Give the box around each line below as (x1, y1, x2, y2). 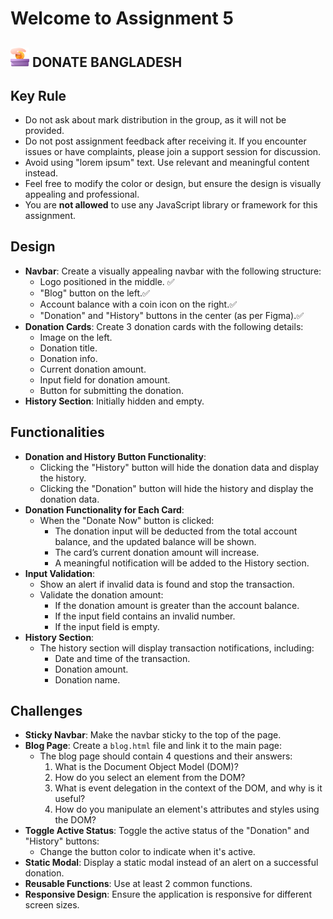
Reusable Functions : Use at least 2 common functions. (24, 878, 253, 890)
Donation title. (39, 342, 98, 354)
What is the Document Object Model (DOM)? (54, 761, 239, 773)
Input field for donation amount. (39, 373, 171, 386)
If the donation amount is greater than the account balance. (54, 599, 300, 611)
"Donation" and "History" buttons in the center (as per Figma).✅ (39, 309, 305, 321)
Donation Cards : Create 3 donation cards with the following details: (24, 320, 304, 332)
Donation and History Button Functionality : (24, 450, 207, 462)
